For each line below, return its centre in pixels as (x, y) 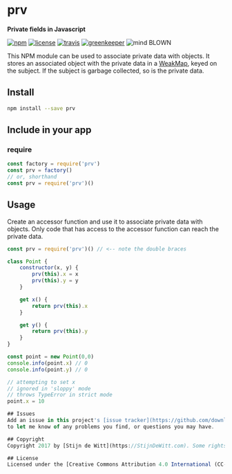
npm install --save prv (41, 108)
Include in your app (49, 130)
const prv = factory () (40, 171)
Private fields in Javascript (47, 29)
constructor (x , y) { (49, 268)
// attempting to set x (41, 382)
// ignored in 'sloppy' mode (49, 389)
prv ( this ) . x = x (55, 274)
